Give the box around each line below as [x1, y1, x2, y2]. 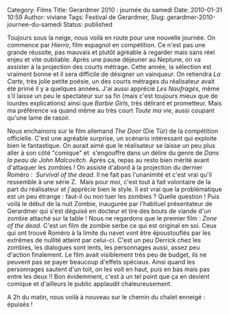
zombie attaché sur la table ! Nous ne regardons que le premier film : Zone [7, 214, 217, 222]
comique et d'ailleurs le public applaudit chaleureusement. [7, 280, 173, 288]
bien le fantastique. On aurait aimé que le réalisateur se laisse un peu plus [7, 142, 216, 149]
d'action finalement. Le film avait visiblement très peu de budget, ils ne [7, 251, 207, 259]
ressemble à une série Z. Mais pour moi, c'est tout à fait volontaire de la [7, 178, 211, 186]
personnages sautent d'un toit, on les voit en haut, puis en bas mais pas [7, 265, 210, 273]
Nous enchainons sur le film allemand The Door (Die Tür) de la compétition [7, 127, 218, 135]
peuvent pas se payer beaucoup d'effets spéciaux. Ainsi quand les [7, 258, 195, 266]
